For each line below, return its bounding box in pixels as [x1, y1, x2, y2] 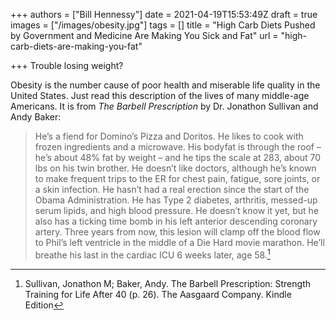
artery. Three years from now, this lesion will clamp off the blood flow [34, 226, 321, 238]
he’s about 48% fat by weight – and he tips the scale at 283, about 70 [34, 152, 322, 163]
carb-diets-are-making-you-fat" [10, 40, 143, 52]
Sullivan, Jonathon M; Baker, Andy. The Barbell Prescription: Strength [24, 277, 311, 289]
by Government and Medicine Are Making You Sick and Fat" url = [10, 30, 279, 41]
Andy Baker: [10, 111, 62, 123]
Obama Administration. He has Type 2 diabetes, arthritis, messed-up [34, 194, 318, 206]
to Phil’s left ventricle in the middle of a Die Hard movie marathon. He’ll [34, 237, 325, 248]
